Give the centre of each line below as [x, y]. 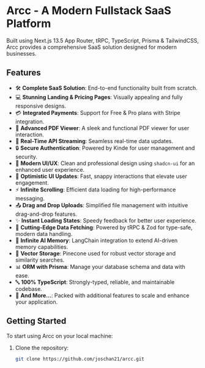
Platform [29, 24]
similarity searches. [40, 260]
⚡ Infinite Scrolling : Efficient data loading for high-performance [95, 190]
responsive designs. [40, 106]
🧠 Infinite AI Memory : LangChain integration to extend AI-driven [96, 240]
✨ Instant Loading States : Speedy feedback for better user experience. [106, 220]
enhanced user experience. [50, 169]
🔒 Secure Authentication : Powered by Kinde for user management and [105, 148]
